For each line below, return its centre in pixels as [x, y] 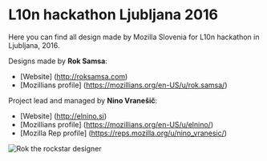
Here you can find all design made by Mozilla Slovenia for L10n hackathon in [134, 37]
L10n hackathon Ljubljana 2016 [113, 15]
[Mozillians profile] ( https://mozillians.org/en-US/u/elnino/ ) [117, 124]
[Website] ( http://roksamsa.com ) [74, 76]
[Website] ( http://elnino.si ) [63, 116]
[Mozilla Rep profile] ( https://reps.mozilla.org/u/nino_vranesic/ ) [123, 133]
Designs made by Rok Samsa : [58, 61]
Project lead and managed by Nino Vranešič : [83, 100]
